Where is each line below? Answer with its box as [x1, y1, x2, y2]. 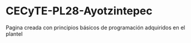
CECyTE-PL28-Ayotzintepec [5, 4, 153, 18]
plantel [5, 30, 23, 37]
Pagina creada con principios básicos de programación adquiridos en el [5, 24, 186, 31]
